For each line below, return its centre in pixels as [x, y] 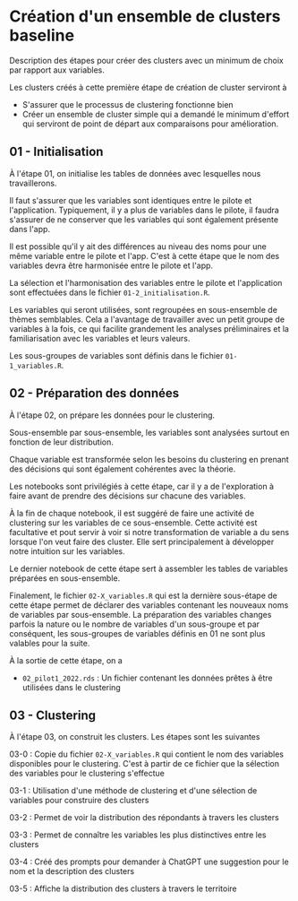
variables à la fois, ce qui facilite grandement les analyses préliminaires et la [149, 328]
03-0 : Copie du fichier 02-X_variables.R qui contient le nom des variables [147, 754]
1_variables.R [36, 366]
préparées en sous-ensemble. [65, 578]
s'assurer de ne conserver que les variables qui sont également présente [144, 219]
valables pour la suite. [50, 643]
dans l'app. [30, 229]
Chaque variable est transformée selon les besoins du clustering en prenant [149, 459]
